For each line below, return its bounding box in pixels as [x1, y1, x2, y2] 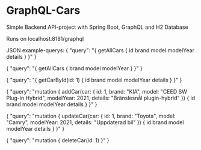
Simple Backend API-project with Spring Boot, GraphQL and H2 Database [6, 23, 188, 31]
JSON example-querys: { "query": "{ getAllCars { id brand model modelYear [6, 46, 194, 54]
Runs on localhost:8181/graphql [6, 35, 84, 42]
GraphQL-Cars [6, 4, 81, 17]
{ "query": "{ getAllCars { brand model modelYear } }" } [6, 64, 143, 72]
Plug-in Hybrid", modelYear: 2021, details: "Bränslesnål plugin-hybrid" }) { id [6, 94, 196, 101]
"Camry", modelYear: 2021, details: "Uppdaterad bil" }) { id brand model [6, 118, 184, 126]
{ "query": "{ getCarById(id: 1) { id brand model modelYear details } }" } [6, 76, 182, 83]
